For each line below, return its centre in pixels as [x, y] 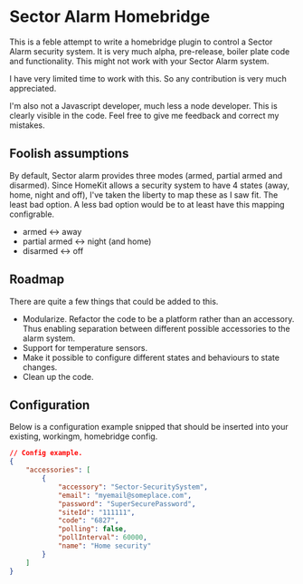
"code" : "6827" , [88, 521]
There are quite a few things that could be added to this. [114, 301]
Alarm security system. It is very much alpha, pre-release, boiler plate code [150, 51]
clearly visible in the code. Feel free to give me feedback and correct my [144, 115]
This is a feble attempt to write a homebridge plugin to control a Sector [141, 42]
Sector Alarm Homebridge [110, 17]
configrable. [32, 214]
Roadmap [37, 280]
